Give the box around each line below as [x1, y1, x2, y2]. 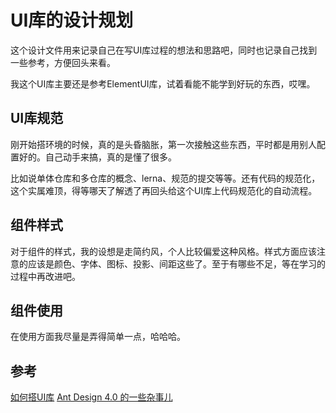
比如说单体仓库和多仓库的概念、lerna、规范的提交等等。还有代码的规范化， [10, 172, 321, 184]
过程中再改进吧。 [10, 270, 81, 282]
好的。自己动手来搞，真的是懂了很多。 [18, 151, 177, 163]
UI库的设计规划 [10, 9, 134, 32]
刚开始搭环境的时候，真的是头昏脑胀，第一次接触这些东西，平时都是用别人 [10, 138, 317, 150]
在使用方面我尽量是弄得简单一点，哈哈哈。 [10, 331, 186, 343]
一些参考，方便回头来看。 [10, 56, 116, 68]
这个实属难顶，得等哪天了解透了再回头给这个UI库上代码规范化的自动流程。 [10, 184, 318, 196]
